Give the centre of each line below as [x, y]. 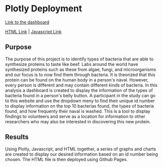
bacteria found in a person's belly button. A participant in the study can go [80, 95]
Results [17, 137]
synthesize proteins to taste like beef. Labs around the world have [72, 64]
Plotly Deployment [44, 9]
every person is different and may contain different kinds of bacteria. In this [81, 85]
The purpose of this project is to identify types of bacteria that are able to [79, 59]
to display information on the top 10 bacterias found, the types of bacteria [80, 106]
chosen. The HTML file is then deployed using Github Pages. [67, 159]
